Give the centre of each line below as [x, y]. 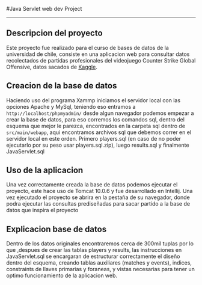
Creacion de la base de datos [62, 86]
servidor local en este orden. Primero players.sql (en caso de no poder [94, 138]
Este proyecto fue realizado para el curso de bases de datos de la [88, 47]
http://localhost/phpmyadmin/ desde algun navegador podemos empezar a [100, 113]
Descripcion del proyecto [55, 33]
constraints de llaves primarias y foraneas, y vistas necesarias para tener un [101, 269]
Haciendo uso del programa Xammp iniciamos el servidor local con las [93, 100]
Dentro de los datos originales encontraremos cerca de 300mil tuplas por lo [100, 244]
